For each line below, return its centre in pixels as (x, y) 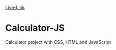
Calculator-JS (35, 28)
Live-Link (15, 7)
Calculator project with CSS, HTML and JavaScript (58, 42)
